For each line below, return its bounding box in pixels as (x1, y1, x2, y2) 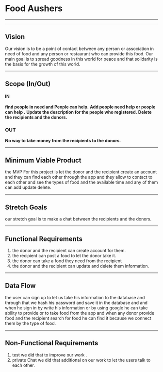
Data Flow (5, 282, 36, 290)
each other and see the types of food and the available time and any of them (5, 179, 158, 185)
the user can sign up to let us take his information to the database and (5, 294, 145, 300)
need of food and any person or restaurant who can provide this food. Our (5, 51, 153, 56)
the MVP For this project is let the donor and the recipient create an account (5, 169, 157, 175)
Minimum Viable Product (5, 156, 81, 165)
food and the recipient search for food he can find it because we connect (5, 315, 151, 321)
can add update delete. (5, 185, 51, 190)
